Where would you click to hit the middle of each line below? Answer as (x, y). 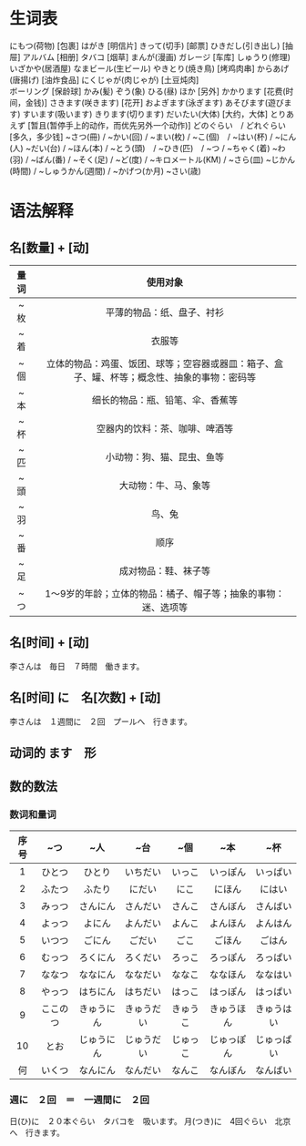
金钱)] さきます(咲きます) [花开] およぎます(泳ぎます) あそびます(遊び (154, 102)
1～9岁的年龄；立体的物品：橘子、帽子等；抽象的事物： (165, 593)
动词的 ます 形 (53, 752)
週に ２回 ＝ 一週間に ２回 (80, 1100)
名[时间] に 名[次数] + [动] (85, 698)
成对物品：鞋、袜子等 (165, 570)
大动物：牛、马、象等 (165, 486)
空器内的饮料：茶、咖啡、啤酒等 (165, 428)
